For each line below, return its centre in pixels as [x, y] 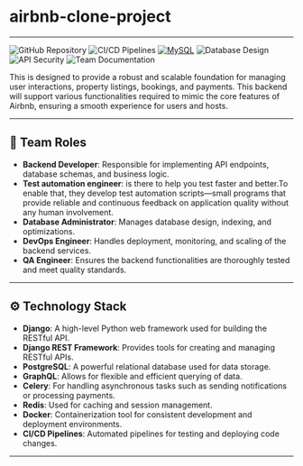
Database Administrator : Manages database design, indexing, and [147, 222]
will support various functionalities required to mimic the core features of [145, 96]
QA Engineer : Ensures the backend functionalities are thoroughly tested [156, 260]
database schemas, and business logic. [96, 174]
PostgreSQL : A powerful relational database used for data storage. [147, 366]
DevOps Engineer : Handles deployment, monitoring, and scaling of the [154, 241]
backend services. [57, 251]
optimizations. [49, 231]
